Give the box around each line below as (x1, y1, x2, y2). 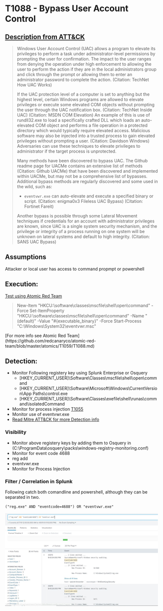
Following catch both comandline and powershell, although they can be (5, 489, 148, 495)
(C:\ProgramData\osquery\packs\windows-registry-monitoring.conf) (12, 445, 149, 451)
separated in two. (5, 494, 40, 500)
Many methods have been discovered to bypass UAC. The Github (16, 158, 148, 163)
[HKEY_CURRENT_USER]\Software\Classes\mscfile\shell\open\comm (19, 375, 157, 381)
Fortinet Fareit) (24, 203, 54, 209)
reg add (12, 455, 28, 461)
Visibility (5, 429, 27, 435)
